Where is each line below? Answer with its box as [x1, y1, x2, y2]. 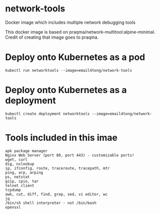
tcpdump [5, 187, 21, 192]
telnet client [5, 183, 35, 188]
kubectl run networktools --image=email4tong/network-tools [5, 68, 133, 73]
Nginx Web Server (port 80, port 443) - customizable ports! [5, 153, 135, 158]
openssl [5, 205, 21, 210]
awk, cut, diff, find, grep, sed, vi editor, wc [5, 192, 108, 197]
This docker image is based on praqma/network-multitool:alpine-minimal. [5, 29, 156, 35]
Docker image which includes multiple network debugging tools [5, 19, 136, 25]
